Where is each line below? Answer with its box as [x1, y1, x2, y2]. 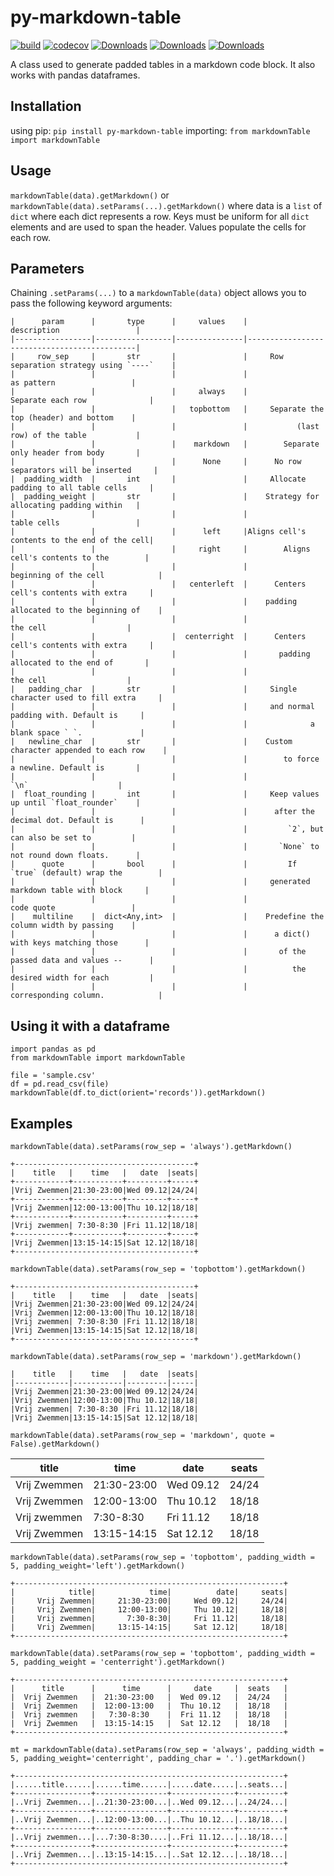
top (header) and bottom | [10, 413, 137, 423]
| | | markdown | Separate [10, 439, 320, 450]
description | [10, 326, 141, 336]
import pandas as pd [10, 1044, 97, 1055]
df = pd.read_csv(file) [10, 1079, 110, 1090]
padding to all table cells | [10, 483, 155, 493]
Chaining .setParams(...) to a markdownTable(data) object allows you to [10, 287, 307, 299]
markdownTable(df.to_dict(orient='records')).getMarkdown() [10, 1088, 267, 1098]
